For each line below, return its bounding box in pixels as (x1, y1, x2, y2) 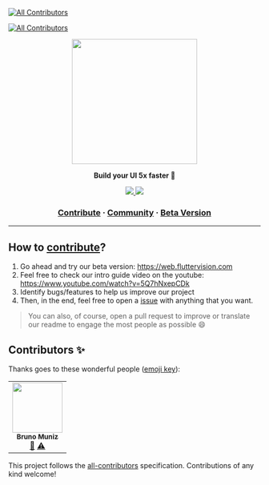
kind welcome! (8, 469, 57, 479)
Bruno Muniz (16, 432, 58, 441)
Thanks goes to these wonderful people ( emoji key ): (8, 364, 181, 374)
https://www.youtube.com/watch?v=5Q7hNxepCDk (19, 279, 190, 288)
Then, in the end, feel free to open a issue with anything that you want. (19, 296, 254, 306)
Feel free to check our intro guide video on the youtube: (19, 271, 204, 280)
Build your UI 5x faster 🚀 (93, 170, 176, 180)
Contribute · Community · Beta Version (57, 206, 212, 218)
